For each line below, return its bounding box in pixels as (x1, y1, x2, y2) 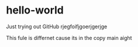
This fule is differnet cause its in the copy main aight (6, 34, 133, 41)
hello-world (6, 4, 64, 17)
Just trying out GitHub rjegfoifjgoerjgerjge (6, 23, 108, 30)
